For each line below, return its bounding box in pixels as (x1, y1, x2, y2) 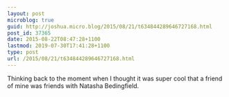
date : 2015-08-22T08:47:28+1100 (7, 36, 101, 43)
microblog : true (7, 17, 54, 24)
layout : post (7, 10, 45, 17)
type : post (7, 49, 39, 56)
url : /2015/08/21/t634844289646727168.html (7, 55, 135, 62)
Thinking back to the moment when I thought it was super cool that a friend (7, 74, 223, 82)
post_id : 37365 (7, 29, 51, 37)
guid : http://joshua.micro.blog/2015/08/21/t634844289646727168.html (7, 23, 213, 30)
